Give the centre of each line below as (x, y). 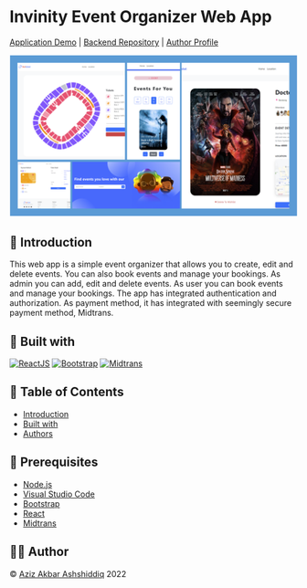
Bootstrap (41, 503)
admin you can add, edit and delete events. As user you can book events (146, 284)
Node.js (37, 484)
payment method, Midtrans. (62, 313)
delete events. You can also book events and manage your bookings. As (145, 274)
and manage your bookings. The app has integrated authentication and (143, 293)
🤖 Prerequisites (54, 462)
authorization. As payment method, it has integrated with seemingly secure (151, 303)
